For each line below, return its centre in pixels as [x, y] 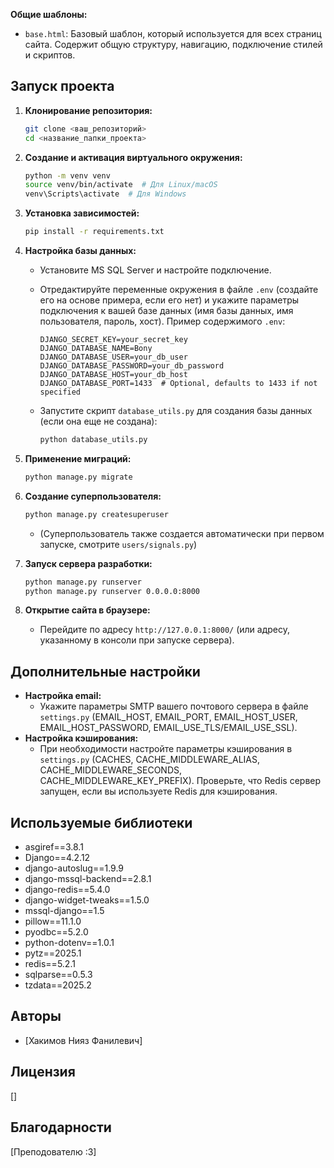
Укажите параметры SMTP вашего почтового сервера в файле [174, 706]
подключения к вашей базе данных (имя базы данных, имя [166, 311]
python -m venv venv [67, 175]
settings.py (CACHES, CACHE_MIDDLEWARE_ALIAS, [149, 760]
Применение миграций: [78, 458]
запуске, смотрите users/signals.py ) [118, 544]
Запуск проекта [62, 86]
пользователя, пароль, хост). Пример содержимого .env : [162, 321]
